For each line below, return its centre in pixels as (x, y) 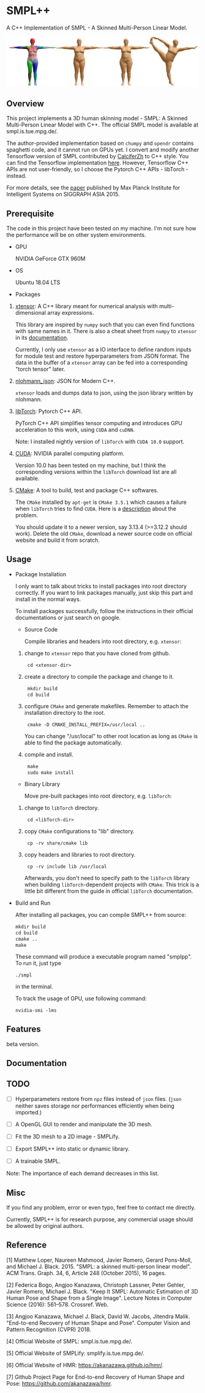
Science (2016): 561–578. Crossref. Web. (58, 1304)
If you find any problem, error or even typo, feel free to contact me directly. (101, 1207)
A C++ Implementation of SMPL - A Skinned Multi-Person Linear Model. (97, 28)
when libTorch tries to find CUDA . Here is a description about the (95, 508)
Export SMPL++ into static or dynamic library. (72, 1149)
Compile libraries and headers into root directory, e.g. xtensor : (103, 641)
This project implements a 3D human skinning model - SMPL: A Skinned (97, 118)
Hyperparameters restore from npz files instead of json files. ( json (98, 1098)
